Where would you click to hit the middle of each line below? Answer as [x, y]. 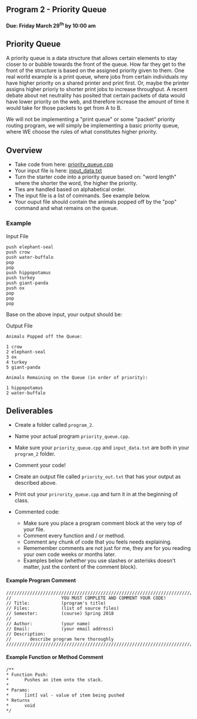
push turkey [21, 278]
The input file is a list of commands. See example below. [82, 195]
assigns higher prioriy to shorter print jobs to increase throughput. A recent [97, 89]
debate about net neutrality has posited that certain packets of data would [96, 96]
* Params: [18, 690]
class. [22, 501]
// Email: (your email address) [60, 629]
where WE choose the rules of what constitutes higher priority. [82, 132]
